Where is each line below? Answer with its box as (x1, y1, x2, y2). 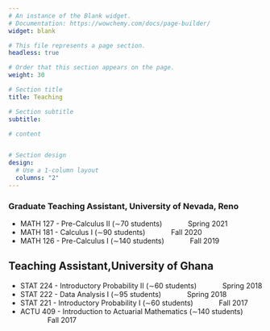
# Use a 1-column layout (15, 166, 99, 174)
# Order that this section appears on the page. (8, 64, 175, 72)
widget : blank (8, 27, 56, 35)
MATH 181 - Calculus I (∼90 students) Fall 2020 (19, 228, 203, 237)
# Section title (8, 86, 63, 94)
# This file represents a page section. (8, 41, 147, 49)
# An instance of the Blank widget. (8, 11, 131, 20)
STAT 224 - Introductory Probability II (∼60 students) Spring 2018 (19, 280, 263, 291)
